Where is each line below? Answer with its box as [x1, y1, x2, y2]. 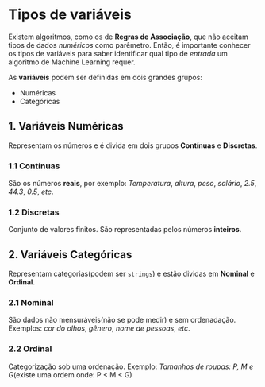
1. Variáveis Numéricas [8, 119, 124, 133]
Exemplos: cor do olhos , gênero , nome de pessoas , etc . [8, 323, 190, 333]
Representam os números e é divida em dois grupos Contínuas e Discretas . [8, 141, 258, 150]
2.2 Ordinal [8, 343, 52, 354]
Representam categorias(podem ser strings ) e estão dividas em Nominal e [8, 269, 255, 279]
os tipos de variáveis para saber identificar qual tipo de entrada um [8, 48, 229, 58]
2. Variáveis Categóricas [8, 248, 132, 261]
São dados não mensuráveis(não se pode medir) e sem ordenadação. [8, 315, 236, 325]
